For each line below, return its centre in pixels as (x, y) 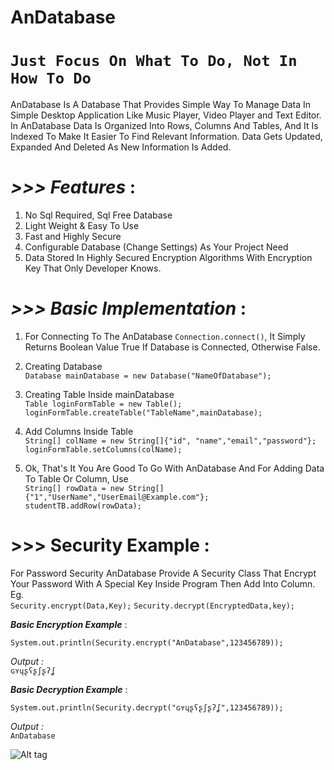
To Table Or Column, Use (76, 479)
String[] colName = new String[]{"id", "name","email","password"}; (170, 441)
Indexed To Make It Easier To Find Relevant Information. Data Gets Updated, (166, 137)
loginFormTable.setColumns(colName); (103, 450)
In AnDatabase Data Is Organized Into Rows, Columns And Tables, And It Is (164, 126)
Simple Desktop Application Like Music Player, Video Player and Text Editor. (166, 115)
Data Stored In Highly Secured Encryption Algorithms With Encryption (168, 258)
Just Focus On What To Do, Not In (154, 61)
